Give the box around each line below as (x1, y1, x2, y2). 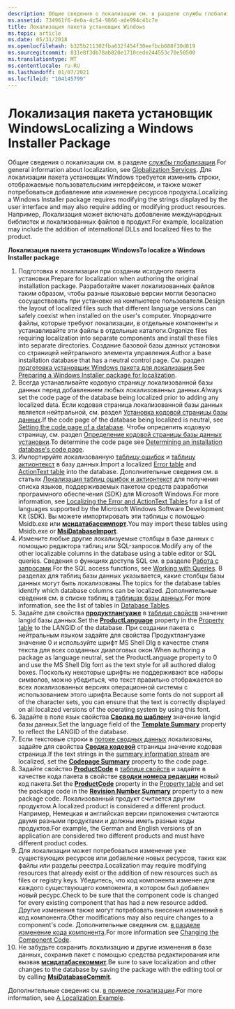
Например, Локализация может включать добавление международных (8, 210, 222, 219)
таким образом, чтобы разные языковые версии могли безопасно (17, 289, 217, 298)
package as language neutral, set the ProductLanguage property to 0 (17, 653, 218, 661)
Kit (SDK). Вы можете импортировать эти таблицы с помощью (17, 512, 205, 521)
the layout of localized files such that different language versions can (17, 304, 217, 313)
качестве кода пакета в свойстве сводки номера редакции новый (17, 772, 219, 780)
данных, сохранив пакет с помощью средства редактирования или (17, 950, 220, 959)
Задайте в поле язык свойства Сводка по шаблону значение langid (17, 713, 220, 721)
